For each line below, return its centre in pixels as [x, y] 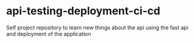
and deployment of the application [49, 33]
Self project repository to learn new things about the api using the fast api [97, 27]
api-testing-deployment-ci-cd [83, 11]
